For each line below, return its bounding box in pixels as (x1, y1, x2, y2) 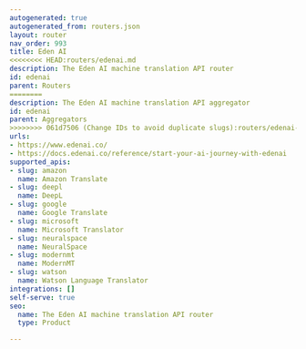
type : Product (17, 318, 71, 328)
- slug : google (9, 200, 67, 210)
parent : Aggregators (9, 115, 88, 124)
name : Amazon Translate (17, 174, 107, 183)
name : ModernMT (17, 259, 76, 269)
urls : (9, 132, 30, 141)
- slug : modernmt (9, 251, 76, 260)
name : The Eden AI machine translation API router (17, 310, 214, 319)
